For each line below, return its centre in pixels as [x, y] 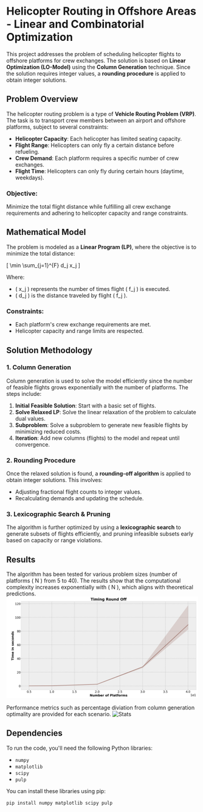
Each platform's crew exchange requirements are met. [83, 325]
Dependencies [34, 733]
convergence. [33, 444]
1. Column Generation [39, 367]
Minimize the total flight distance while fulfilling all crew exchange [89, 207]
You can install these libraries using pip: [56, 791]
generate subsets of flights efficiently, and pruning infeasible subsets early [100, 534]
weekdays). [29, 178]
